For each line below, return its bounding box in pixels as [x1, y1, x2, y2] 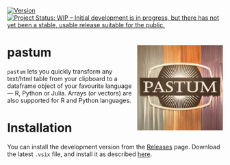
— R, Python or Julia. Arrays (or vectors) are [7, 89, 132, 97]
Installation [7, 120, 73, 136]
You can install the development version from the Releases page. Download [7, 142, 220, 151]
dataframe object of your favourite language [7, 82, 132, 90]
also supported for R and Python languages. [7, 96, 131, 104]
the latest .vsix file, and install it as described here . [7, 150, 153, 158]
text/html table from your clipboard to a [7, 74, 118, 82]
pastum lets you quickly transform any [7, 67, 113, 75]
